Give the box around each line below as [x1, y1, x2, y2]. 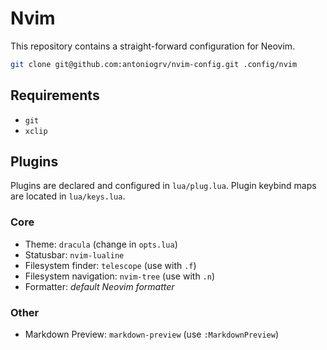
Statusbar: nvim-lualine [24, 248, 125, 261]
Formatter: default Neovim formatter [24, 280, 175, 292]
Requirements [10, 87, 100, 104]
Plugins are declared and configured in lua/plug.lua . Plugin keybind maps [10, 180, 317, 192]
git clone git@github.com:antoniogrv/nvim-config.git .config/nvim [10, 59, 298, 69]
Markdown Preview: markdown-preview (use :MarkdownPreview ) [24, 328, 280, 341]
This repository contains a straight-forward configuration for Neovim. [10, 40, 296, 52]
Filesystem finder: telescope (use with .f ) [24, 259, 197, 271]
